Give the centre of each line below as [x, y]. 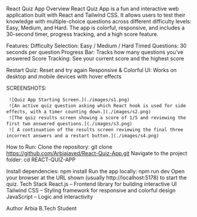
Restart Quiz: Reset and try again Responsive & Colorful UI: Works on [91, 70]
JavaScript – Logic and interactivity [50, 197]
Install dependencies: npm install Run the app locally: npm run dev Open [96, 171]
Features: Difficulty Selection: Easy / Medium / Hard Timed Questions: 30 [96, 46]
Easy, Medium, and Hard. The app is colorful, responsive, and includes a [96, 28]
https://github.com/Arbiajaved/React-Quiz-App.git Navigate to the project [97, 153]
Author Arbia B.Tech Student [41, 208]
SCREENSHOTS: [26, 88]
